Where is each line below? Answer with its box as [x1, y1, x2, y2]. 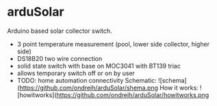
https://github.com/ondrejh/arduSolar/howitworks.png [56, 90, 209, 99]
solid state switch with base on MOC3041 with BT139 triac [16, 62, 181, 70]
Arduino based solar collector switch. [7, 27, 112, 35]
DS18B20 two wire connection [16, 54, 103, 62]
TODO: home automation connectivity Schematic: [16, 76, 157, 84]
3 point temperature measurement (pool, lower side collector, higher [16, 40, 210, 48]
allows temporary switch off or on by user [16, 69, 136, 77]
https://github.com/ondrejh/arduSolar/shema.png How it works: [19, 83, 199, 92]
